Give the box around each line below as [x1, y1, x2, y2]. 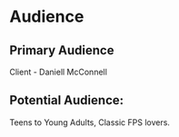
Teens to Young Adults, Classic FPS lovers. [9, 116, 171, 128]
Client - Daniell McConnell [9, 66, 107, 77]
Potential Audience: [9, 93, 124, 108]
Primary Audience [9, 43, 114, 58]
